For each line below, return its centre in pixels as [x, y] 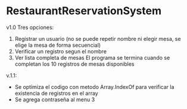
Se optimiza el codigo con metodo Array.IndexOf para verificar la [94, 86]
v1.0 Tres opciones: [30, 27]
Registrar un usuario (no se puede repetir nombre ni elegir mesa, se [98, 39]
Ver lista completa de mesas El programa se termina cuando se [92, 57]
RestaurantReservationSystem [84, 11]
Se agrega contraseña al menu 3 [55, 100]
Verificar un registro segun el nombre [61, 51]
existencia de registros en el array [56, 93]
